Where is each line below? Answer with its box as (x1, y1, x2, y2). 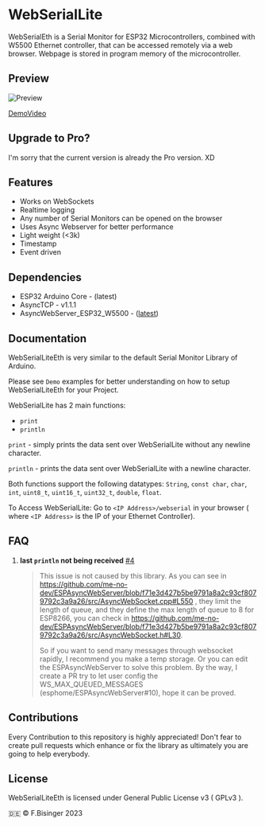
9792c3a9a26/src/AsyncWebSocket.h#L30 (39, 630, 181, 640)
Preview (8, 72, 50, 85)
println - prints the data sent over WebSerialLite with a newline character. (8, 464, 252, 473)
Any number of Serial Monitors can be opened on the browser (19, 213, 223, 224)
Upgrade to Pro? (8, 131, 90, 145)
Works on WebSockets (19, 197, 94, 206)
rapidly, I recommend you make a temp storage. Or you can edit (39, 654, 248, 664)
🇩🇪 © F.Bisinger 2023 (8, 808, 83, 818)
